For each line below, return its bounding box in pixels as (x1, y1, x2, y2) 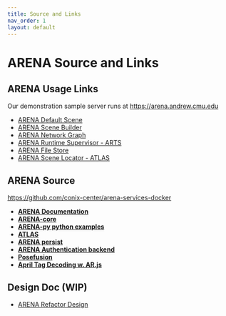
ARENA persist (17, 237, 63, 247)
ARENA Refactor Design (17, 300, 88, 308)
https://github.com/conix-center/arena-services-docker (7, 194, 172, 202)
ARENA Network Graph (17, 131, 86, 139)
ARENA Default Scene (17, 116, 83, 124)
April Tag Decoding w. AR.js (17, 260, 102, 269)
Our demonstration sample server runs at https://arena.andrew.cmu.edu (7, 102, 219, 111)
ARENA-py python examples (17, 222, 105, 231)
